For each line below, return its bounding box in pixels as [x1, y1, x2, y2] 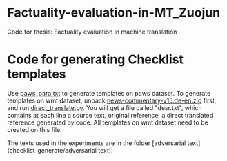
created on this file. [7, 125, 62, 133]
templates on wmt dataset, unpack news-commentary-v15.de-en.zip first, [7, 96, 217, 105]
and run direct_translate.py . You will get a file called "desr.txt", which [7, 103, 202, 111]
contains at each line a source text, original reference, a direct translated [7, 111, 214, 119]
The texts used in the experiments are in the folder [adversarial [7, 139, 186, 147]
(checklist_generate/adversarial [7, 146, 97, 154]
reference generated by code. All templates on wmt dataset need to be [7, 118, 208, 127]
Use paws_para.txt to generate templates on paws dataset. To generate [7, 89, 211, 97]
